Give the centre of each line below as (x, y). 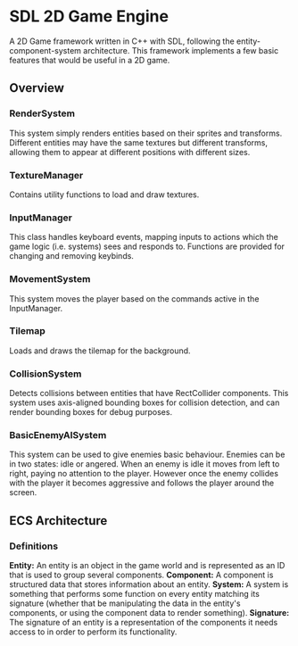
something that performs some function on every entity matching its (135, 594)
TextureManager (46, 175)
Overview (37, 88)
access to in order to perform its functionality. (93, 632)
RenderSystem (42, 113)
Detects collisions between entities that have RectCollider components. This (149, 393)
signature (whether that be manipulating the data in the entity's (125, 603)
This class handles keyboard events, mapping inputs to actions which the (144, 237)
